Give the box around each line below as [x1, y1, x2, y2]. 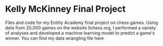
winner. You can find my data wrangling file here [5, 35, 104, 41]
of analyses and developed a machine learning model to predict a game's [5, 30, 155, 36]
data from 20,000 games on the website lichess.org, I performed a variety [5, 24, 156, 30]
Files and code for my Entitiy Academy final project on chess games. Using [5, 20, 159, 25]
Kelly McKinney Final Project [5, 3, 126, 15]
